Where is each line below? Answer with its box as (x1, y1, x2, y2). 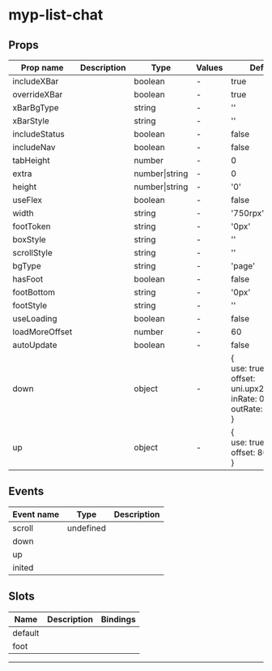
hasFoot (12, 273, 44, 285)
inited (12, 561, 34, 573)
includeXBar (12, 75, 59, 87)
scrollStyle (12, 247, 53, 258)
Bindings (100, 613, 136, 625)
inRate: (230, 394, 257, 404)
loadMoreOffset (12, 326, 73, 338)
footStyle (12, 300, 47, 311)
